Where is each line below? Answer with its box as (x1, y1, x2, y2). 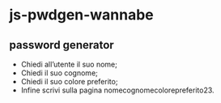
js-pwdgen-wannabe (9, 6, 155, 24)
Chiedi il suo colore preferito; (20, 77, 118, 86)
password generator (9, 38, 114, 52)
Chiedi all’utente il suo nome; (20, 59, 118, 69)
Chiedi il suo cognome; (20, 68, 98, 78)
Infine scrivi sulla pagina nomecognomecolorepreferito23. (20, 85, 215, 95)
